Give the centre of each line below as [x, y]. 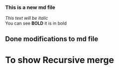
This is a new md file [30, 7]
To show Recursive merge [59, 60]
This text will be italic [27, 18]
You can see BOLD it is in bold [36, 23]
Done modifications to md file [52, 39]
